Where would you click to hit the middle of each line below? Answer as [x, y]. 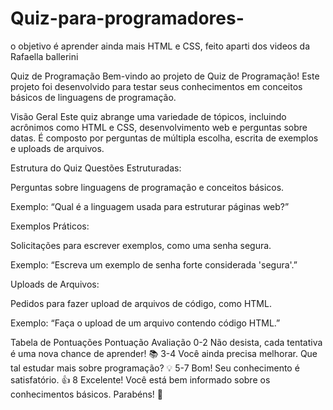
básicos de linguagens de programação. [93, 97]
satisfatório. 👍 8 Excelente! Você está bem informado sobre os [140, 379]
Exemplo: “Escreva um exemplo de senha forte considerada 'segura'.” [154, 264]
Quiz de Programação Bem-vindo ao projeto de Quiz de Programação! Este [165, 76]
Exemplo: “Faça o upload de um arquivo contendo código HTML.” [145, 323]
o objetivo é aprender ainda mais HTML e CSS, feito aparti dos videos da [160, 46]
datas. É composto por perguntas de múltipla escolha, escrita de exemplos [164, 138]
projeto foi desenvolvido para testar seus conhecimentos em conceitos [156, 86]
